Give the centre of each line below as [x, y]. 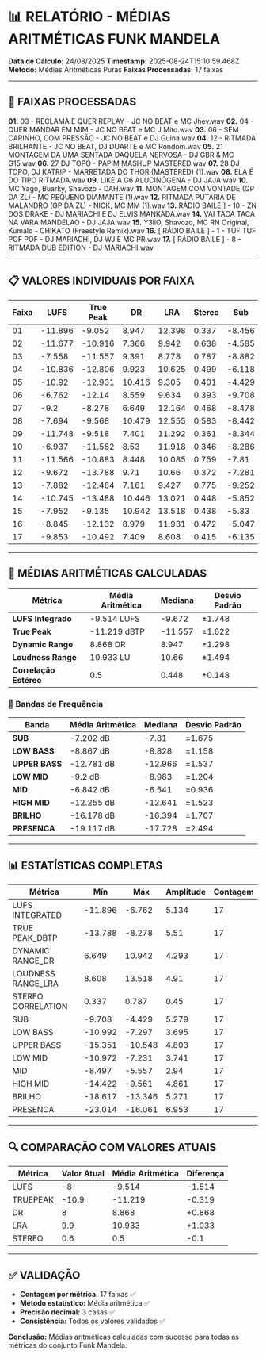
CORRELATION [40, 1007]
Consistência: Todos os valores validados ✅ [93, 1321]
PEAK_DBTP [35, 938]
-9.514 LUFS [115, 619]
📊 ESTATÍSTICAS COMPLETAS [85, 866]
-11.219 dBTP [117, 631]
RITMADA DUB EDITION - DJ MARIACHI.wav [81, 247]
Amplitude [186, 892]
